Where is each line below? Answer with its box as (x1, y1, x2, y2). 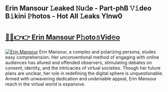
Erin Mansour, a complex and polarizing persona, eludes (39, 49, 156, 55)
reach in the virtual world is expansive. (5, 81, 86, 87)
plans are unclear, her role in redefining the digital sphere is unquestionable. (5, 70, 163, 76)
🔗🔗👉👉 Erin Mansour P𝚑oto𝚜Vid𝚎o (5, 33, 120, 41)
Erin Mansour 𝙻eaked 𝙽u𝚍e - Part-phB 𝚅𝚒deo (5, 4, 152, 13)
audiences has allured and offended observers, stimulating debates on (5, 60, 152, 65)
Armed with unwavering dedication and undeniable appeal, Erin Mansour (5, 76, 157, 81)
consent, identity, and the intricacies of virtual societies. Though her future (5, 65, 161, 71)
